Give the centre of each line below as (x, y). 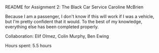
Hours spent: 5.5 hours (28, 45)
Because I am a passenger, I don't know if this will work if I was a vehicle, (80, 16)
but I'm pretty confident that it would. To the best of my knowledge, (74, 22)
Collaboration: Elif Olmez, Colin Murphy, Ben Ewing (57, 36)
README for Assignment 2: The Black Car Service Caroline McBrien (74, 7)
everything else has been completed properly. (52, 27)
